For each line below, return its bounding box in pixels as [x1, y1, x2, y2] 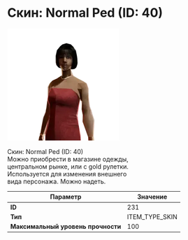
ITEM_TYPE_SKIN [126, 212, 178, 221]
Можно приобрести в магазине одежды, [7, 155, 129, 163]
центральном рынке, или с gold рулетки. [7, 162, 129, 171]
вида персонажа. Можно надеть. [7, 177, 106, 185]
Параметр [50, 192, 82, 201]
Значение [137, 192, 168, 201]
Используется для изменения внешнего [7, 169, 127, 178]
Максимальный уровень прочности [10, 223, 122, 231]
